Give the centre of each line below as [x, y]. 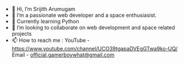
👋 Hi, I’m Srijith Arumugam [43, 9]
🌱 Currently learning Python [45, 21]
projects [22, 34]
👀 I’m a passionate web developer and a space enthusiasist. [84, 15]
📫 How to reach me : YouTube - [51, 40]
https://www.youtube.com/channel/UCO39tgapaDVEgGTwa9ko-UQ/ [95, 49]
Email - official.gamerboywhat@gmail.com [63, 55]
